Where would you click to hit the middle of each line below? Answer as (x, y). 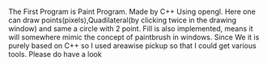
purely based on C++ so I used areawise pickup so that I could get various (132, 46)
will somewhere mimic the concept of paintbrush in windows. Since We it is (134, 37)
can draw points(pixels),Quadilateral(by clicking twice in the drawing (123, 20)
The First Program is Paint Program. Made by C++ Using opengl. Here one (132, 12)
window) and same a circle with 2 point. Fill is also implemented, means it (131, 28)
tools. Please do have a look (55, 54)
